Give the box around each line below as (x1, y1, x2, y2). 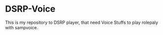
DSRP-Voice (5, 3, 55, 15)
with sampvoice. (5, 24, 38, 30)
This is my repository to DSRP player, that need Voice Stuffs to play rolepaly (5, 19, 159, 25)
